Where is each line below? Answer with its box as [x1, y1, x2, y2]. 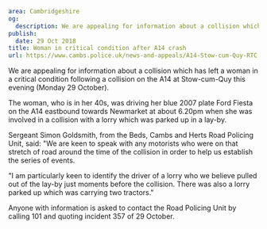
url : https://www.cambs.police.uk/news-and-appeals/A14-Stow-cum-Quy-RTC [8, 52, 258, 59]
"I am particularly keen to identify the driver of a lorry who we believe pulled [8, 171, 257, 181]
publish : [8, 29, 37, 37]
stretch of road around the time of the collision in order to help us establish [8, 147, 253, 157]
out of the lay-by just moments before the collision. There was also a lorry [8, 179, 250, 189]
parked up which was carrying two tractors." [8, 188, 154, 197]
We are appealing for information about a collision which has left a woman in [8, 66, 258, 75]
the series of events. [8, 155, 75, 166]
